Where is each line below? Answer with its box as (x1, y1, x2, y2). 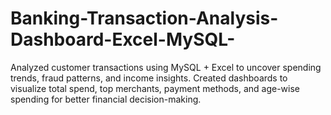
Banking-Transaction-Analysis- (10, 7, 279, 30)
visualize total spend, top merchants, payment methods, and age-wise (10, 82, 300, 94)
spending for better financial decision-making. (10, 93, 202, 105)
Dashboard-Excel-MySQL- (10, 28, 236, 51)
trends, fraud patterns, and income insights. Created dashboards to (10, 72, 288, 84)
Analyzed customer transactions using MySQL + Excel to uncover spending (10, 61, 322, 73)
